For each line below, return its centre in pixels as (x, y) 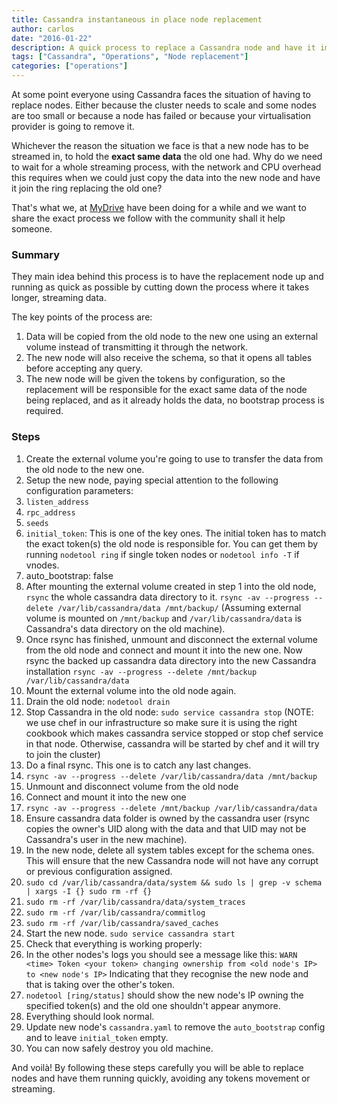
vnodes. (42, 565)
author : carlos (43, 29)
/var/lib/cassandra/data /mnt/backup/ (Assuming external (179, 607)
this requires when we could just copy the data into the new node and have (166, 177)
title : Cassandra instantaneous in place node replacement (137, 19)
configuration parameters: (79, 490)
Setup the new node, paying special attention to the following (152, 480)
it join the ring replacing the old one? (87, 188)
